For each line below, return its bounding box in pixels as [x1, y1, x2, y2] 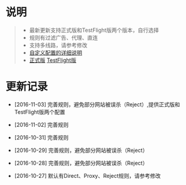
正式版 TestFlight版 [29, 56, 77, 64]
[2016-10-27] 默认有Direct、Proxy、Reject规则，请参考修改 [14, 172, 161, 179]
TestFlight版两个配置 [14, 108, 65, 115]
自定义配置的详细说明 [29, 49, 82, 56]
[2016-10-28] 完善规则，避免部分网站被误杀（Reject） [14, 159, 148, 166]
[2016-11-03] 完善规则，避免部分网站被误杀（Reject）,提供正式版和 [14, 100, 181, 108]
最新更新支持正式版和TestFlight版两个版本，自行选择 [29, 26, 160, 34]
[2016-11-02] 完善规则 [14, 121, 69, 128]
